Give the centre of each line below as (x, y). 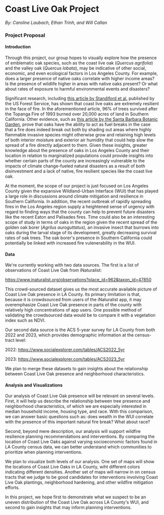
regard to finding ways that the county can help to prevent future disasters (80, 212)
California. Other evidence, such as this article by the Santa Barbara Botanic (82, 119)
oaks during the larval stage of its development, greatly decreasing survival (81, 233)
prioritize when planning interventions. (44, 452)
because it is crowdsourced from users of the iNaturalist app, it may (73, 300)
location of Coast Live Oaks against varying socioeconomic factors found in (81, 442)
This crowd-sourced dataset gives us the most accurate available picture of (81, 289)
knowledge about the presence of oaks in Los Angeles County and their (77, 151)
